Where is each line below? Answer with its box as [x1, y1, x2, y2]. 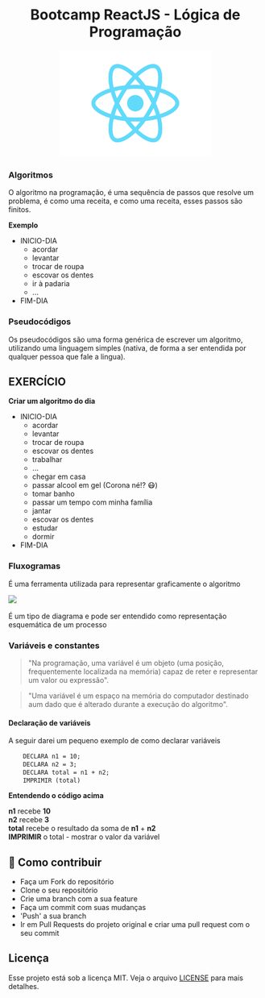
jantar [31, 506, 52, 516]
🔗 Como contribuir [8, 855, 102, 869]
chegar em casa [31, 472, 86, 481]
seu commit [19, 929, 60, 938]
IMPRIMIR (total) [23, 776, 81, 785]
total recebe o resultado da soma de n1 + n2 [8, 824, 156, 834]
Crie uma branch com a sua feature [19, 894, 139, 904]
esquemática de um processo [8, 619, 107, 630]
